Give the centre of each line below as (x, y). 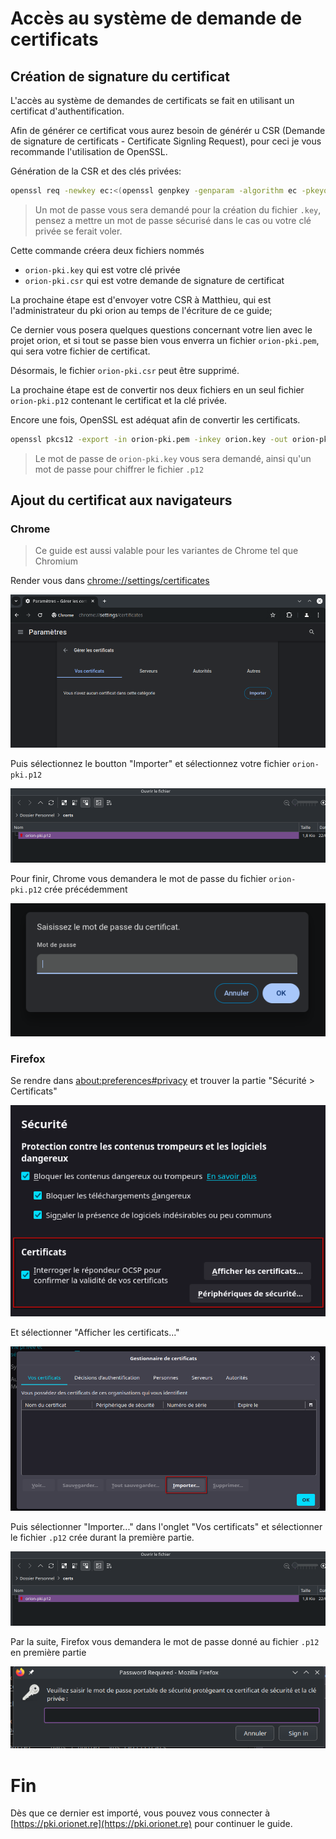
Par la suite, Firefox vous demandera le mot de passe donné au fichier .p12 (165, 1641)
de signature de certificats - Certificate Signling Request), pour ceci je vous (166, 141)
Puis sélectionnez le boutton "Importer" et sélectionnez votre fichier (150, 763)
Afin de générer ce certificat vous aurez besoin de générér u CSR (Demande (168, 130)
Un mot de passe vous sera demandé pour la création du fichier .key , (178, 209)
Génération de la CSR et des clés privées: (96, 171)
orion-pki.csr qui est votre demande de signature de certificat (154, 280)
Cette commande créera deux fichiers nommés (107, 250)
